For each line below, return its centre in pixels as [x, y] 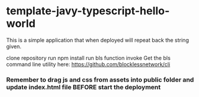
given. [14, 46]
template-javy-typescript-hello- [88, 11]
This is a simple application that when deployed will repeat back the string [98, 40]
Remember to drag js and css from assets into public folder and [100, 80]
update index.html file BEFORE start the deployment [83, 87]
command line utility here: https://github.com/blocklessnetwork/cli [88, 64]
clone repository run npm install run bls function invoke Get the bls [88, 58]
